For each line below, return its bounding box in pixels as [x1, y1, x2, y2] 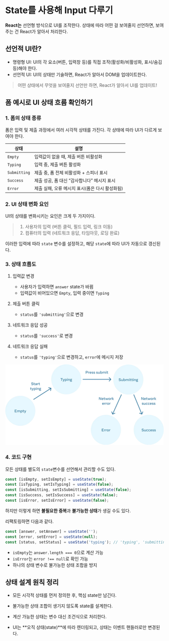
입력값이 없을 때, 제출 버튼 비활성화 [34, 154, 103, 160]
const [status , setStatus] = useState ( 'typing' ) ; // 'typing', [5, 539, 141, 544]
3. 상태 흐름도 [5, 260, 37, 267]
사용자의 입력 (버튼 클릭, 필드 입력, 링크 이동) [25, 223, 113, 229]
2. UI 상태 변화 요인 [5, 201, 49, 208]
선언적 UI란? [5, 45, 42, 53]
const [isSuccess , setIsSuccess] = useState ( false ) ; [5, 493, 118, 498]
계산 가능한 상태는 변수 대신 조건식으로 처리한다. [12, 614, 107, 620]
